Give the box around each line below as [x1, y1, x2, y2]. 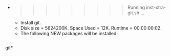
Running [127, 5, 145, 10]
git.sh [127, 10, 140, 16]
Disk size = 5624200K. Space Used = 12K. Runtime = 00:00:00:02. [20, 25, 162, 31]
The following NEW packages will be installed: [20, 31, 118, 36]
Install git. [20, 20, 41, 25]
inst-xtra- [145, 5, 166, 10]
